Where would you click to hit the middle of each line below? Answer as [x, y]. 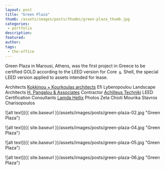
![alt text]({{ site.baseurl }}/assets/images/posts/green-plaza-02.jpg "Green [83, 112]
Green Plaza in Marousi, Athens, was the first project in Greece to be [75, 66]
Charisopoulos [20, 103]
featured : [15, 38]
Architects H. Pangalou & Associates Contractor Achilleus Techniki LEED [79, 92]
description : [19, 33]
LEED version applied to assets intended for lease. [57, 77]
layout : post [19, 10]
